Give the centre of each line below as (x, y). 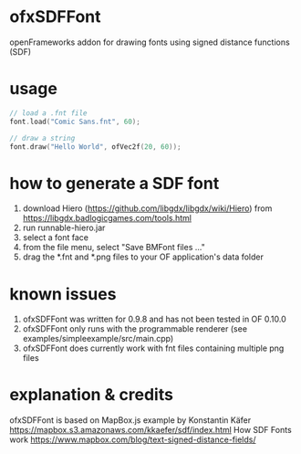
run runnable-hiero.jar (64, 228)
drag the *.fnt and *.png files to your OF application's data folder (143, 257)
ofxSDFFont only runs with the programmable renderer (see (135, 329)
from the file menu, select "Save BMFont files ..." (114, 248)
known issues (63, 294)
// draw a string (42, 138)
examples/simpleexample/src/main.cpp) (98, 339)
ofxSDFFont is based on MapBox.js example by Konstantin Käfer (130, 420)
